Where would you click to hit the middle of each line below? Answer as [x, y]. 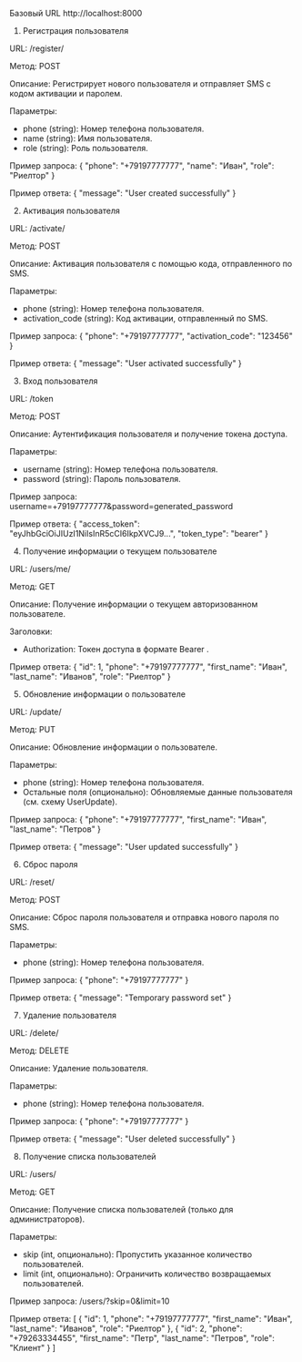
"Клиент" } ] [33, 1348]
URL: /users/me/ [40, 569]
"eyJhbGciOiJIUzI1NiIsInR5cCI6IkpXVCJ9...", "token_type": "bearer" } [139, 533]
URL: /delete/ [34, 1033]
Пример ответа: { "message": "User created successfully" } [123, 193]
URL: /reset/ [32, 882]
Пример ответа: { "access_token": [75, 524]
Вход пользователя [60, 381]
